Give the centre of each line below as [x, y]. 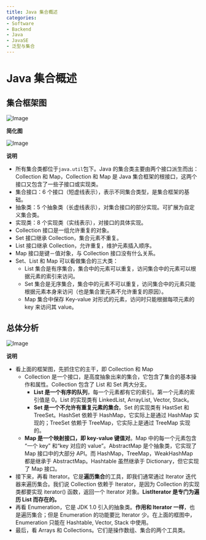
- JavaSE [17, 40]
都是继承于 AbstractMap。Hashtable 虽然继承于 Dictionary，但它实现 [112, 461]
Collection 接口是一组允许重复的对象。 [63, 230]
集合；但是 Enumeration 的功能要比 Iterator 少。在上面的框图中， [113, 515]
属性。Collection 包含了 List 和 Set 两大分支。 [93, 384]
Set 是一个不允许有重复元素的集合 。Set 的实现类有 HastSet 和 [111, 407]
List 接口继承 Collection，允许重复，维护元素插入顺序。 [85, 245]
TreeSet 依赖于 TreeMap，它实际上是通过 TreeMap [114, 422]
